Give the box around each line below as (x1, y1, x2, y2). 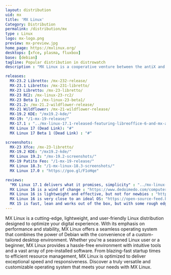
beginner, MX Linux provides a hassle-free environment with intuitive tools (5, 242, 161, 248)
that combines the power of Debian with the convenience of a (5, 231, 135, 237)
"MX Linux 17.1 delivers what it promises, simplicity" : (10, 182, 136, 187)
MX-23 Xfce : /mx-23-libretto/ (10, 144, 74, 149)
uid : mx (5, 12, 22, 17)
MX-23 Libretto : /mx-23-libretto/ (10, 88, 83, 93)
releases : (5, 73, 26, 79)
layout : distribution (5, 7, 51, 13)
